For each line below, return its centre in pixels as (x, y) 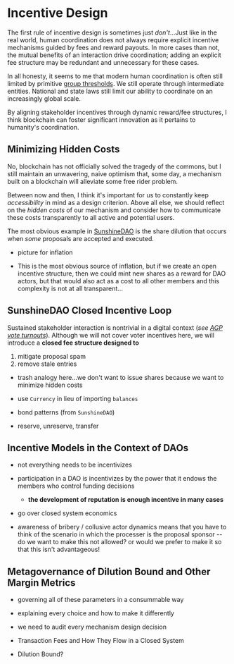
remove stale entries (47, 364)
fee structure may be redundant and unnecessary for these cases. (103, 62)
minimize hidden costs (50, 385)
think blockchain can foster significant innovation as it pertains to (102, 119)
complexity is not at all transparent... (70, 288)
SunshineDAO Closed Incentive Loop (90, 311)
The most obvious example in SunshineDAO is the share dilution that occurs (117, 231)
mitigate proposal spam (52, 356)
